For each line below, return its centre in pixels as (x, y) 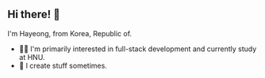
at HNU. (32, 57)
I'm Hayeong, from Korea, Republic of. (70, 33)
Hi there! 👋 (34, 15)
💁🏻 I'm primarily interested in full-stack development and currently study (138, 49)
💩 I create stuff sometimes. (63, 65)
